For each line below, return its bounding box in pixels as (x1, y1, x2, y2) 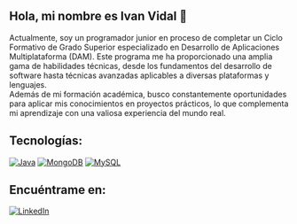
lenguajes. (9, 79, 47, 89)
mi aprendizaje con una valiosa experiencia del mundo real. (9, 107, 226, 118)
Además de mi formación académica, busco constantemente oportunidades (9, 89, 287, 99)
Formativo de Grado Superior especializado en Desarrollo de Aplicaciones (9, 42, 280, 52)
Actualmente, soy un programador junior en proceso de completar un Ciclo (9, 32, 284, 42)
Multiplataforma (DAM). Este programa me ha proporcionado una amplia (9, 50, 273, 62)
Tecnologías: (9, 134, 82, 149)
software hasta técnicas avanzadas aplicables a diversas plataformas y (9, 70, 270, 81)
